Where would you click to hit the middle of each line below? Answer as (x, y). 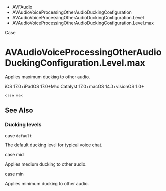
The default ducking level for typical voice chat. (54, 145)
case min (14, 174)
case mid (14, 154)
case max (14, 95)
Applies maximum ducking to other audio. (48, 77)
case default (19, 135)
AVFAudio (22, 7)
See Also (19, 111)
